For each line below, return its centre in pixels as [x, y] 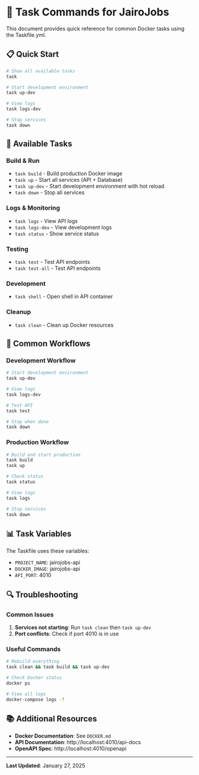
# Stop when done [28, 421]
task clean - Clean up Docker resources [64, 325]
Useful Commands [33, 649]
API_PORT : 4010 [33, 575]
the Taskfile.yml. [26, 34]
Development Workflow [41, 360]
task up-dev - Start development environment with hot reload [89, 186]
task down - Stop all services [49, 193]
